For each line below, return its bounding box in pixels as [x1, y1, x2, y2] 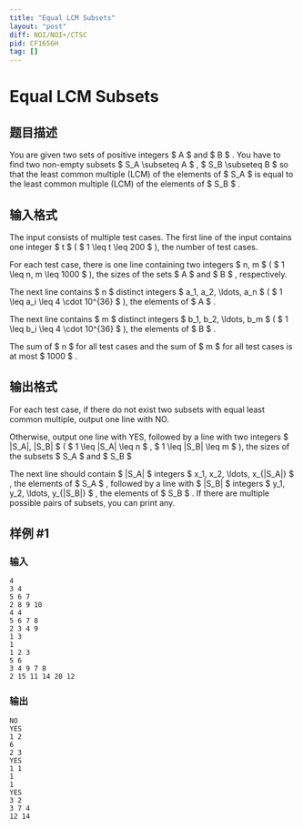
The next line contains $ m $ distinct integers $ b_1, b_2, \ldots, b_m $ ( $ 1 [9, 313, 288, 324]
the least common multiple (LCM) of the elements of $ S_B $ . [9, 178, 241, 189]
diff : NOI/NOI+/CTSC [9, 30, 88, 39]
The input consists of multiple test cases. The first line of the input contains [9, 231, 293, 242]
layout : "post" [9, 22, 67, 31]
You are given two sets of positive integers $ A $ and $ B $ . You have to [9, 149, 281, 160]
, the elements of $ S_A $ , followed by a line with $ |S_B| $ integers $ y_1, [9, 478, 286, 489]
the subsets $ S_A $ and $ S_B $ [9, 450, 132, 461]
